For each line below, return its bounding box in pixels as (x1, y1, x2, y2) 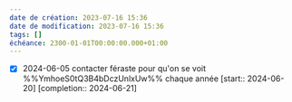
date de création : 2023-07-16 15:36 (9, 13, 148, 23)
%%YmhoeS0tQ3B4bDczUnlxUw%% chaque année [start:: (22, 73, 246, 84)
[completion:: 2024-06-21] (37, 83, 138, 94)
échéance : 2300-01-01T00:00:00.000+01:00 (9, 38, 169, 48)
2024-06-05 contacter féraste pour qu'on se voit (22, 63, 207, 74)
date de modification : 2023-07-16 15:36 (9, 22, 165, 31)
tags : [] (9, 30, 43, 39)
